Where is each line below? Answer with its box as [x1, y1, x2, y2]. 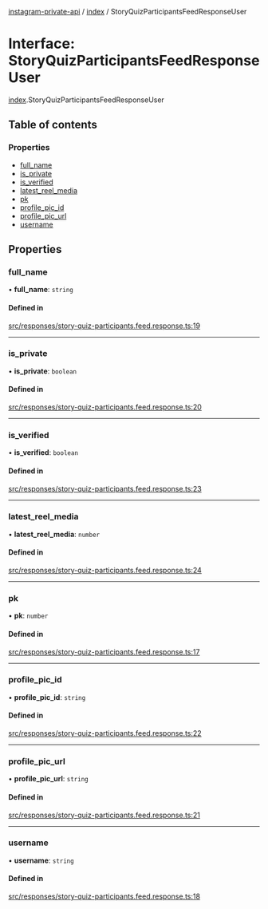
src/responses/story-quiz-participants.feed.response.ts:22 [8, 729, 202, 738]
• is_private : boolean [8, 366, 77, 376]
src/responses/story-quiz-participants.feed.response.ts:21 [8, 810, 201, 820]
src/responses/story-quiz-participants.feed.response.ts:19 [8, 321, 201, 330]
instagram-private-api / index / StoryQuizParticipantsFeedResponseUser [8, 7, 247, 16]
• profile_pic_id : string [8, 692, 86, 702]
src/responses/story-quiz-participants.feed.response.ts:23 [8, 484, 202, 493]
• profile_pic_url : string [8, 774, 89, 784]
